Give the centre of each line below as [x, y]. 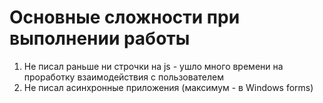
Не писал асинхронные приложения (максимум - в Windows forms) [168, 87]
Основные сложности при [125, 17]
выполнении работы [100, 38]
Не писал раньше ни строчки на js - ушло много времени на [153, 66]
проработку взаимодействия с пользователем [123, 77]
